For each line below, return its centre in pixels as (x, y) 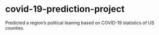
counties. (15, 28)
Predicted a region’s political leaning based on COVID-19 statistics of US (80, 23)
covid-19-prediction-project (65, 9)
